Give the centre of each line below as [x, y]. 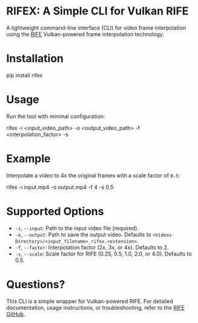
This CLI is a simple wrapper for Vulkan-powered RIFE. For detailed [90, 301]
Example [28, 158]
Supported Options [55, 211]
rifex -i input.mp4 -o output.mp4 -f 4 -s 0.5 [60, 187]
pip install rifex [24, 75]
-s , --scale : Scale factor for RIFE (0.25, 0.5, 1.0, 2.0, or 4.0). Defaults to [103, 254]
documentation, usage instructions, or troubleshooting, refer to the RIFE [96, 307]
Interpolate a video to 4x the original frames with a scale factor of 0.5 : [93, 175]
